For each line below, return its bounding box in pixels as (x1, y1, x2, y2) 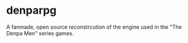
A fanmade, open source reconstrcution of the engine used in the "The (6, 23, 182, 30)
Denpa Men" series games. (6, 29, 74, 36)
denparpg (6, 4, 57, 17)
